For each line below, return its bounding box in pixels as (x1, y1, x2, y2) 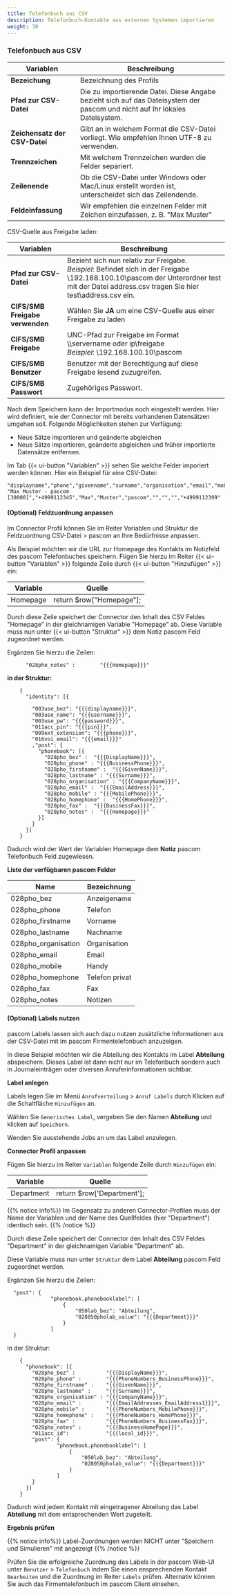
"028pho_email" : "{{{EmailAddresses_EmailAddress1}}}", (32, 1400, 221, 1407)
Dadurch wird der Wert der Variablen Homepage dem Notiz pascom (7, 844, 201, 853)
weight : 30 (7, 23, 39, 30)
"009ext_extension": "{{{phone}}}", (32, 729, 137, 736)
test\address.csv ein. (66, 290, 135, 300)
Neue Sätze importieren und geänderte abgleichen (17, 433, 162, 441)
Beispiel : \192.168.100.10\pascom (66, 347, 182, 357)
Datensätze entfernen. (17, 447, 81, 456)
